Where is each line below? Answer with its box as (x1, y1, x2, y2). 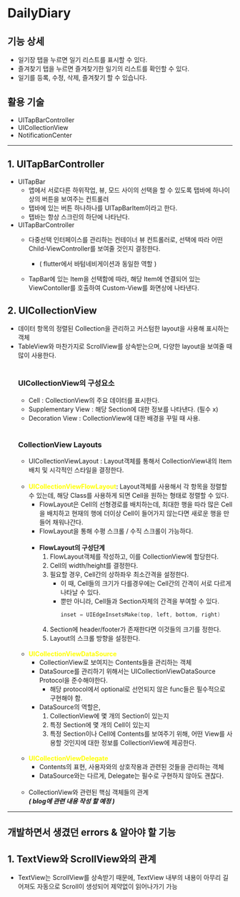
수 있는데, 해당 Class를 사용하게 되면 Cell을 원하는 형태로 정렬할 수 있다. (28, 491, 229, 500)
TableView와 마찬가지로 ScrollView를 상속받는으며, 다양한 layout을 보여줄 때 (17, 342, 233, 351)
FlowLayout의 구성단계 (39, 543, 105, 552)
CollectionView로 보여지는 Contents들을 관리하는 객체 (39, 658, 192, 666)
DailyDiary (7, 5, 71, 21)
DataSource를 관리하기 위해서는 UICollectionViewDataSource (39, 666, 216, 676)
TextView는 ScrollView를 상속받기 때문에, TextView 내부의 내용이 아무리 (17, 873, 221, 882)
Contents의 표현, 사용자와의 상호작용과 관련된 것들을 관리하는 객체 (39, 762, 224, 771)
